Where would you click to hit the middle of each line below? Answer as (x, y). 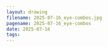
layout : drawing (27, 12)
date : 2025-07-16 (28, 29)
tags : (13, 35)
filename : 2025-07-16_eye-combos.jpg (54, 18)
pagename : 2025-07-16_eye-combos (49, 23)
